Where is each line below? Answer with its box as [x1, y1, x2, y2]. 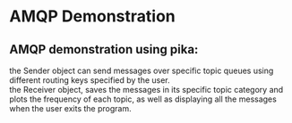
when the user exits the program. [9, 103, 132, 113]
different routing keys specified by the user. [9, 75, 170, 86]
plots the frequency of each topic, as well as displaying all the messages [9, 94, 278, 104]
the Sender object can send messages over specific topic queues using [9, 65, 274, 76]
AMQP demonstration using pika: [9, 42, 199, 57]
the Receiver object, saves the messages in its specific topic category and [9, 85, 284, 94]
